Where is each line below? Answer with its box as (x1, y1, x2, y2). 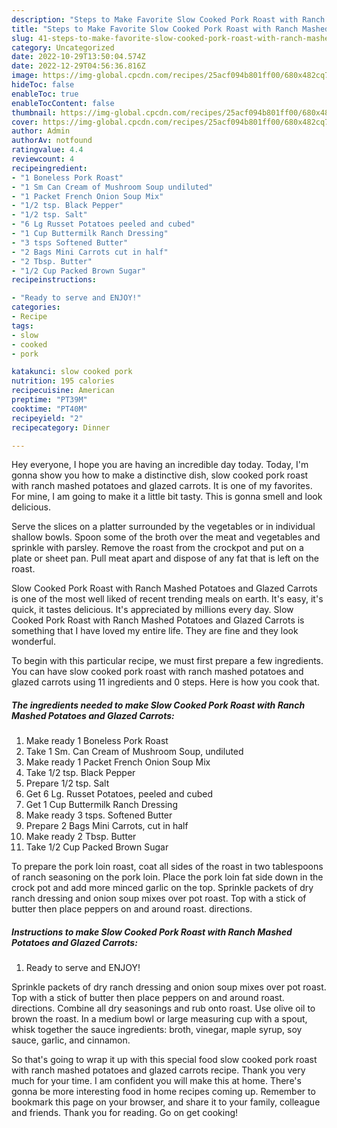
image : (11, 71, 39, 81)
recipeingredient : (11, 163, 88, 173)
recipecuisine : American (11, 386, 115, 396)
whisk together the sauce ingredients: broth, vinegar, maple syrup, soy (11, 1024, 303, 1036)
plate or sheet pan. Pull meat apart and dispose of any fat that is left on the (11, 552, 320, 565)
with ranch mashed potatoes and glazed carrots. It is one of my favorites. (11, 480, 313, 492)
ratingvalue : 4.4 (11, 145, 84, 155)
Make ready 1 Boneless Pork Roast (25, 735, 169, 747)
